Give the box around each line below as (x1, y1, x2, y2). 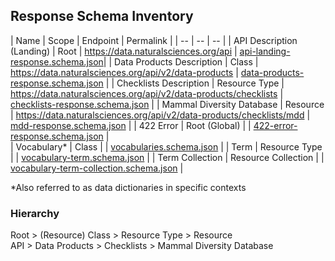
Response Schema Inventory (10, 8, 194, 25)
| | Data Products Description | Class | (103, 55, 259, 68)
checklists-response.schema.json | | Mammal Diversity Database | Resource (10, 98, 325, 110)
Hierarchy (10, 206, 60, 220)
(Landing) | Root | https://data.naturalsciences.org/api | (10, 45, 238, 57)
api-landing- (239, 45, 291, 57)
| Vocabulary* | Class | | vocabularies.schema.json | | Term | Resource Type (10, 140, 323, 153)
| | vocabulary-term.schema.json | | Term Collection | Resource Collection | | (10, 151, 325, 163)
